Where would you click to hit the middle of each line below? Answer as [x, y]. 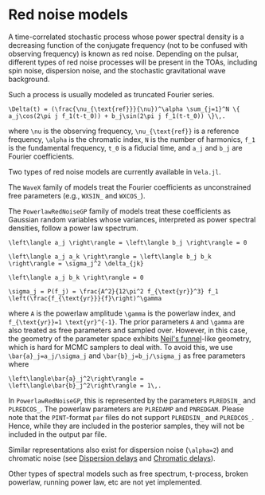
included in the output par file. [58, 434]
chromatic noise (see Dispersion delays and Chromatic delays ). [112, 458]
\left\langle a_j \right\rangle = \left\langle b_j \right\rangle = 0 [128, 242]
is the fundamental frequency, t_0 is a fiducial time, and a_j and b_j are [125, 147]
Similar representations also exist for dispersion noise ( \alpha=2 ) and [121, 450]
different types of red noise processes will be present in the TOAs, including [133, 62]
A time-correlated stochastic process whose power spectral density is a [126, 37]
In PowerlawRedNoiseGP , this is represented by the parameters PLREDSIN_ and [132, 400]
